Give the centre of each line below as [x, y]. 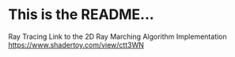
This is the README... [81, 15]
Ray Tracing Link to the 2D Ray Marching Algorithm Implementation [117, 36]
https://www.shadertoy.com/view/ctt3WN [76, 44]
